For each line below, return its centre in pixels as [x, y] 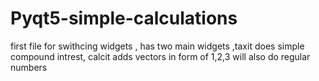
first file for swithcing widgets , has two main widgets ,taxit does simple [157, 46]
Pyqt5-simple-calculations [124, 18]
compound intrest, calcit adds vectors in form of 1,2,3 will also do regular [160, 56]
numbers [29, 67]
